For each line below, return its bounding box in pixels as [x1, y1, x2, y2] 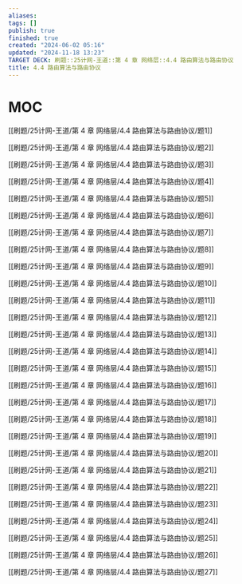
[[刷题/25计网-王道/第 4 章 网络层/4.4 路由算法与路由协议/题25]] [8, 533, 219, 542]
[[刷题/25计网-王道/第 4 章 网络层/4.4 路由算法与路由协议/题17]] [8, 397, 217, 407]
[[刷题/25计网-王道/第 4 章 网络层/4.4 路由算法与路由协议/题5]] [8, 193, 214, 203]
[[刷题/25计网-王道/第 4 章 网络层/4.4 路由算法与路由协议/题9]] [8, 261, 215, 271]
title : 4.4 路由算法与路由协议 [8, 64, 101, 72]
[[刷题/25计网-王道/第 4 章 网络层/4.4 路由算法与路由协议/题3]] [8, 159, 214, 169]
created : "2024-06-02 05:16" [8, 42, 105, 50]
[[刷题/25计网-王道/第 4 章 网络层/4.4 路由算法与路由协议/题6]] [8, 210, 215, 220]
